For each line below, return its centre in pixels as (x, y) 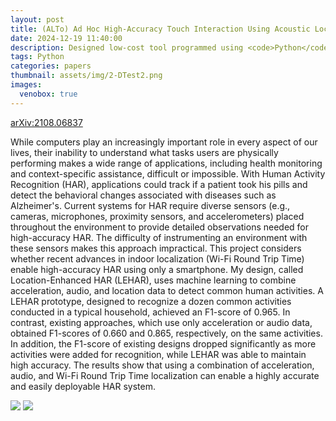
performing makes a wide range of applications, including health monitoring (166, 163)
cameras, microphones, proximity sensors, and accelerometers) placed (157, 216)
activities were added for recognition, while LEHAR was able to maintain (158, 354)
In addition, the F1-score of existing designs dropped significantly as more (163, 343)
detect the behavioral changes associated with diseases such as (143, 195)
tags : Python (37, 57)
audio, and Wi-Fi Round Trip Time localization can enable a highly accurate (165, 375)
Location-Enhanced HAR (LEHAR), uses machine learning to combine (153, 280)
